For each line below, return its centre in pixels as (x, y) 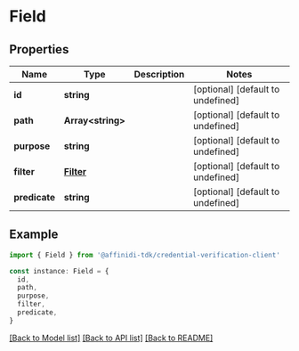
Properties (39, 49)
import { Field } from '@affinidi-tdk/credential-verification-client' (145, 255)
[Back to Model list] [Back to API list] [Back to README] (111, 338)
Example (34, 235)
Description (159, 74)
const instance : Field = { (59, 271)
